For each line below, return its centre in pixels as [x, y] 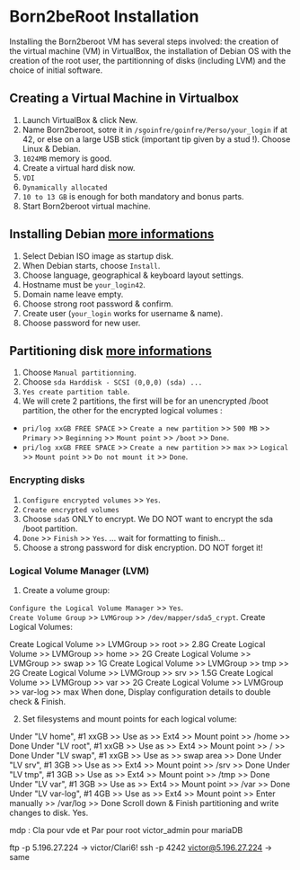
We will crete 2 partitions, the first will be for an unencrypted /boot [146, 401]
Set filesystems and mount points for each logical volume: [130, 719]
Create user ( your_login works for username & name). [123, 313]
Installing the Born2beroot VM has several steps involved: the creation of [144, 41]
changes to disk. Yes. [49, 812]
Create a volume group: [66, 590]
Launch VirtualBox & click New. [80, 120]
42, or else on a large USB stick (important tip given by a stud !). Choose [156, 139]
